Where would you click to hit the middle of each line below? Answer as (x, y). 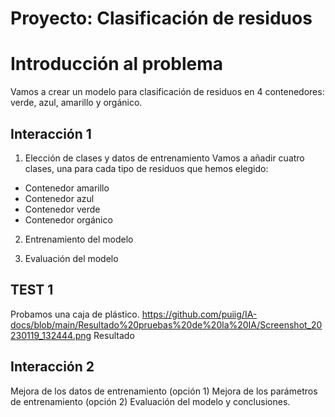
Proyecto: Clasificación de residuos (161, 18)
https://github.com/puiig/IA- (199, 314)
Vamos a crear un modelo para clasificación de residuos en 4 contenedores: (167, 92)
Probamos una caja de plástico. (75, 314)
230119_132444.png (51, 335)
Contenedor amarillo (67, 188)
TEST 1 (32, 290)
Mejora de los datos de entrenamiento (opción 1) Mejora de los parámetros (164, 391)
